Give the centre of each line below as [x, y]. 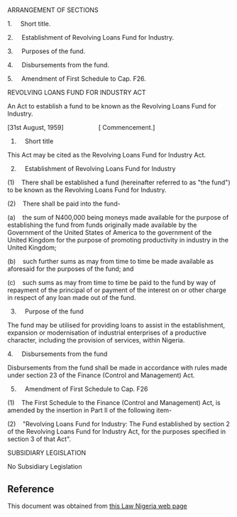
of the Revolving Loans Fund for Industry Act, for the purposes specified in [117, 432]
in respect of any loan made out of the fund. [72, 298]
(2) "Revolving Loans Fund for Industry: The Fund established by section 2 [119, 424]
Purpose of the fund [54, 311]
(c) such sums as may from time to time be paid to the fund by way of [112, 283]
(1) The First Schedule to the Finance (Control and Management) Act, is [114, 403]
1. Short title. [29, 24]
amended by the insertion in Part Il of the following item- [90, 411]
